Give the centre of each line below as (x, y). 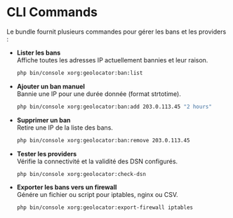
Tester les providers (47, 154)
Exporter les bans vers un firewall (67, 187)
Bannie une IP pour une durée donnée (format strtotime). (99, 94)
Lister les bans (39, 53)
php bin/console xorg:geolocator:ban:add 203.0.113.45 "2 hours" (114, 107)
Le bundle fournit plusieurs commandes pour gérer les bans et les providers (116, 32)
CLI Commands (52, 12)
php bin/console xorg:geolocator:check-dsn (81, 174)
